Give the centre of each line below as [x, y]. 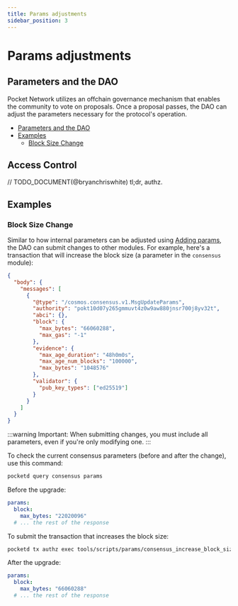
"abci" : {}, [51, 315]
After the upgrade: [34, 563]
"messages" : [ [41, 289]
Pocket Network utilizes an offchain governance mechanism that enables [114, 99]
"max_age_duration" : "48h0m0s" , [86, 355]
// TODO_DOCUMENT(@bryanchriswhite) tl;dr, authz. [85, 182]
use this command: [35, 463]
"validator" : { [55, 381]
